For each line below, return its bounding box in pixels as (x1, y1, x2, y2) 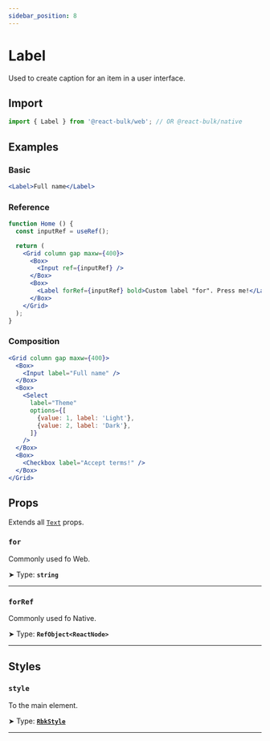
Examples (8, 140, 59, 154)
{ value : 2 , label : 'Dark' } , (37, 421, 131, 429)
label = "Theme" (29, 399, 78, 408)
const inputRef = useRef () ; (15, 227, 110, 235)
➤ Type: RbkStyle (8, 716, 66, 726)
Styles (8, 660, 42, 673)
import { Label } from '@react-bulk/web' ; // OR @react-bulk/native (8, 118, 243, 126)
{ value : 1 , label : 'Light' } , (37, 414, 135, 422)
